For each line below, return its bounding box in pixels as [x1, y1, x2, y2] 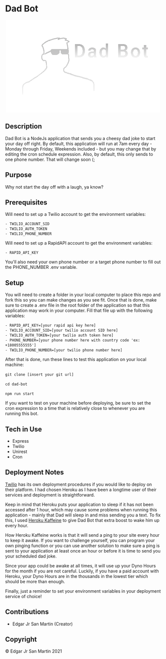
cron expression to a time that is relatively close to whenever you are [5, 406, 145, 411]
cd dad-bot [5, 382, 28, 387]
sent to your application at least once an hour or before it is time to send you [5, 548, 161, 554]
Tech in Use [5, 425, 42, 433]
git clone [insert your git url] [5, 372, 74, 377]
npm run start [5, 392, 35, 397]
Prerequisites [5, 198, 47, 206]
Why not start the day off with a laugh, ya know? [5, 184, 104, 190]
